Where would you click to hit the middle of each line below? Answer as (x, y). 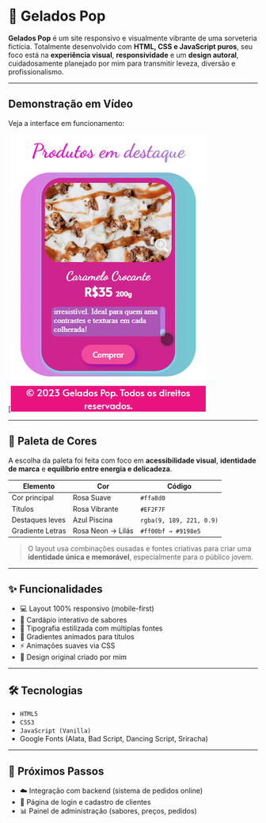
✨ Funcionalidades (55, 589)
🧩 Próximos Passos (56, 771)
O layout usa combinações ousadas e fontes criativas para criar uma (139, 548)
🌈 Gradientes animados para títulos (77, 637)
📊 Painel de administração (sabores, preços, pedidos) (108, 811)
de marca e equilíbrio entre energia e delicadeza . (90, 469)
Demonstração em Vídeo (70, 104)
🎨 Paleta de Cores (53, 442)
